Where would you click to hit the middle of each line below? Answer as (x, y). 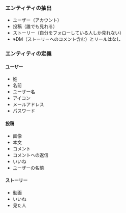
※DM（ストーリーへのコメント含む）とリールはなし (67, 39)
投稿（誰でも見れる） (35, 26)
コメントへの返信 (30, 155)
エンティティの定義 (28, 54)
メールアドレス (28, 104)
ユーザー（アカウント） (37, 20)
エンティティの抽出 (28, 8)
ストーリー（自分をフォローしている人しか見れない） (68, 33)
